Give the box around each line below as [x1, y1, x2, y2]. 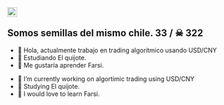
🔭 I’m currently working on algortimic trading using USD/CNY [17, 74, 195, 83]
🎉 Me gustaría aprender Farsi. [17, 61, 104, 69]
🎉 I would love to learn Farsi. [17, 89, 100, 98]
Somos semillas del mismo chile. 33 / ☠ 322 [7, 27, 204, 39]
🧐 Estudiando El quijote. [17, 53, 87, 62]
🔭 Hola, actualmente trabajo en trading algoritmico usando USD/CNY [17, 46, 217, 54]
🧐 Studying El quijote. [17, 82, 80, 90]
